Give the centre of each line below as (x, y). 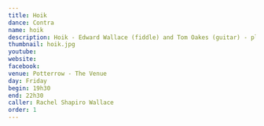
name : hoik (26, 30)
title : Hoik (27, 15)
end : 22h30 (26, 95)
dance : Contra (31, 23)
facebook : (24, 67)
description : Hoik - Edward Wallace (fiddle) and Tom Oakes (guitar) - (128, 37)
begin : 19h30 (29, 88)
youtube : (22, 52)
